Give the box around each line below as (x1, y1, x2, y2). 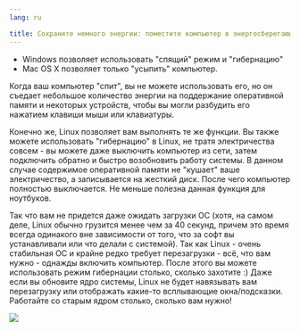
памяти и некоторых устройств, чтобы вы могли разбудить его (9, 99, 250, 110)
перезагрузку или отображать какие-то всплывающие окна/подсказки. (9, 285, 283, 296)
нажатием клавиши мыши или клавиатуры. (9, 109, 175, 120)
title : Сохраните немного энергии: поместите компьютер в (9, 29, 229, 38)
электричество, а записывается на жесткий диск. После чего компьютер (9, 173, 291, 184)
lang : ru (9, 12, 42, 22)
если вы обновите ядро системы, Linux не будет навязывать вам (9, 276, 257, 286)
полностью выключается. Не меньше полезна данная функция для (9, 183, 266, 194)
